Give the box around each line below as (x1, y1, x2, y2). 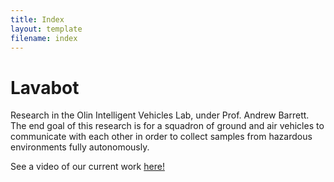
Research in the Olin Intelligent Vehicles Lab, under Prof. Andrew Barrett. (10, 109, 310, 121)
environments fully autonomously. (10, 141, 150, 153)
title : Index (10, 14, 65, 25)
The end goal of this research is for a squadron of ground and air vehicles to (10, 120, 325, 132)
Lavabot (10, 76, 80, 99)
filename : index (10, 33, 78, 43)
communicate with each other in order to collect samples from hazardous (10, 131, 313, 143)
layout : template (10, 24, 83, 34)
